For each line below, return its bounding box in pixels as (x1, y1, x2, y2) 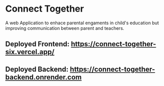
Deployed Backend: (5, 65, 69, 73)
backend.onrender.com (5, 73, 82, 81)
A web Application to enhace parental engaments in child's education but (5, 20, 159, 26)
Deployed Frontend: (5, 40, 70, 49)
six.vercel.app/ (5, 48, 54, 56)
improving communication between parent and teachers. (5, 25, 125, 31)
